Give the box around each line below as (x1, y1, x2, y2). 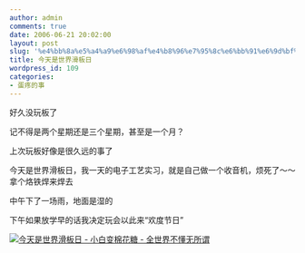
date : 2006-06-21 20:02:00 (9, 30, 112, 39)
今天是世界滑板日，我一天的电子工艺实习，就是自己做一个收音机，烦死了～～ (9, 164, 296, 175)
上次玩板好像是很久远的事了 (9, 145, 113, 156)
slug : (9, 47, 30, 56)
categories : (9, 73, 54, 82)
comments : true (9, 22, 67, 31)
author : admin (9, 13, 64, 23)
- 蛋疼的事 (9, 81, 45, 90)
